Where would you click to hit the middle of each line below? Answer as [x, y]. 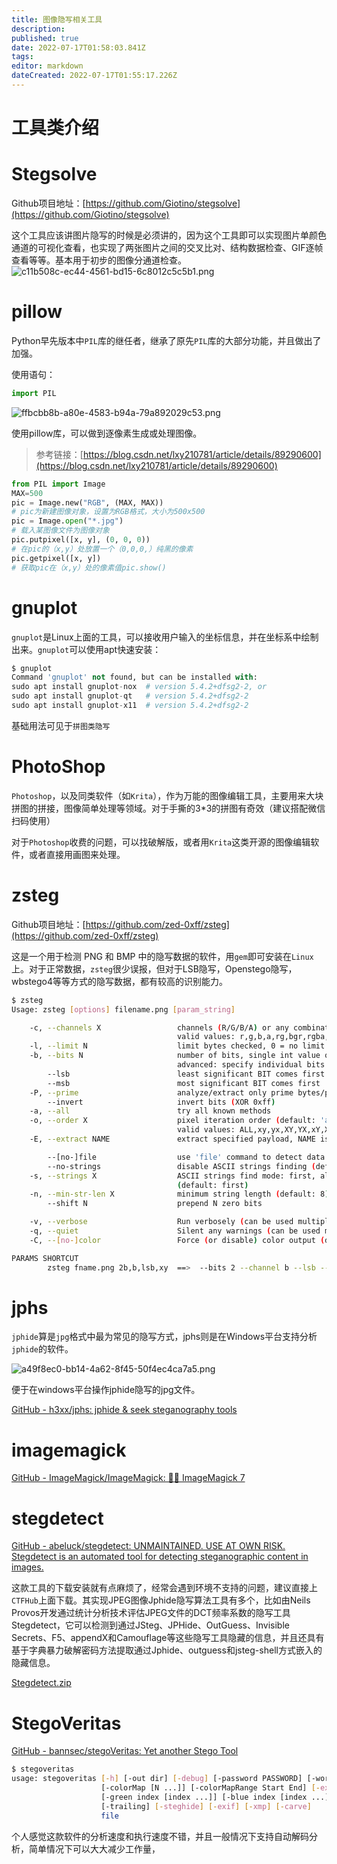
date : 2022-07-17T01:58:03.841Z [78, 47]
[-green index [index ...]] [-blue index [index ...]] [217, 1797]
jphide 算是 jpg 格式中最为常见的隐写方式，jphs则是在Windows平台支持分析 [164, 1337]
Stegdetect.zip [41, 1683]
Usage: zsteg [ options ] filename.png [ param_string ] [123, 1009]
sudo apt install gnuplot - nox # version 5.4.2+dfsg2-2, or [139, 687]
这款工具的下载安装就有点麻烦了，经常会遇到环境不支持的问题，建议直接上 [164, 1588]
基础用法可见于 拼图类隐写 [61, 725]
